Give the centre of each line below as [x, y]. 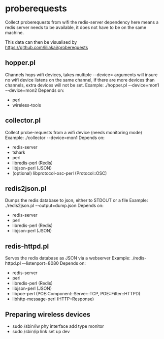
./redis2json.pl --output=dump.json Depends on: [54, 206]
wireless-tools [27, 105]
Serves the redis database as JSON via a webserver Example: [68, 258]
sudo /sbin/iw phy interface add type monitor [58, 326]
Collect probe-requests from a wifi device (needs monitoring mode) [74, 132]
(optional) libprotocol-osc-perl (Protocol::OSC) [60, 173]
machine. [15, 32]
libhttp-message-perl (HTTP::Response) [53, 299]
